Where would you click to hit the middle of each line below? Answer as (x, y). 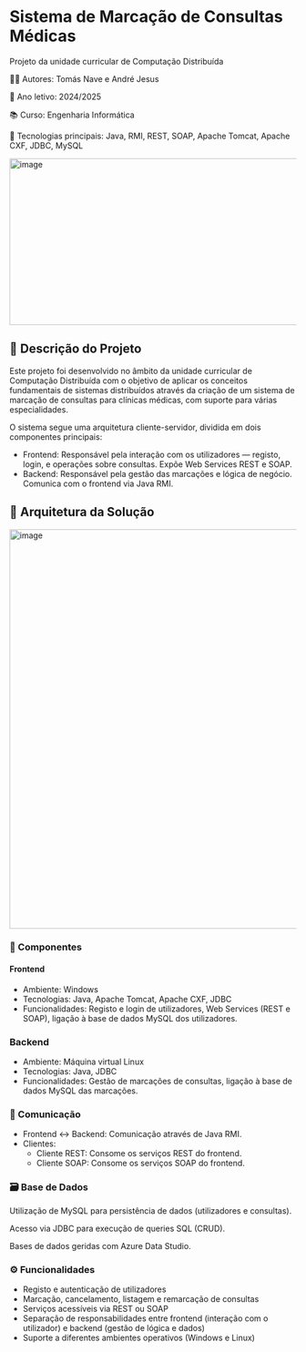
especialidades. (39, 409)
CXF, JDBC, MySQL (46, 145)
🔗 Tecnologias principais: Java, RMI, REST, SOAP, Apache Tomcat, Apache (150, 136)
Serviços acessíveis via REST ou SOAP (95, 1308)
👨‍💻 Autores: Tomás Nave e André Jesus (84, 78)
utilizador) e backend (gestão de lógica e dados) (113, 1327)
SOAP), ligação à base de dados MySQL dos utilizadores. (130, 1018)
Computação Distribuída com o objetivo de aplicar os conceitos (129, 381)
